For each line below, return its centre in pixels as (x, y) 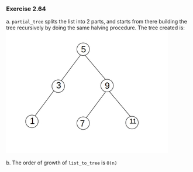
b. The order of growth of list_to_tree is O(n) (62, 163)
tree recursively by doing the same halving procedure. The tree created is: (96, 28)
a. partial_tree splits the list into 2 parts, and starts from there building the (96, 22)
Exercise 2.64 (26, 9)
